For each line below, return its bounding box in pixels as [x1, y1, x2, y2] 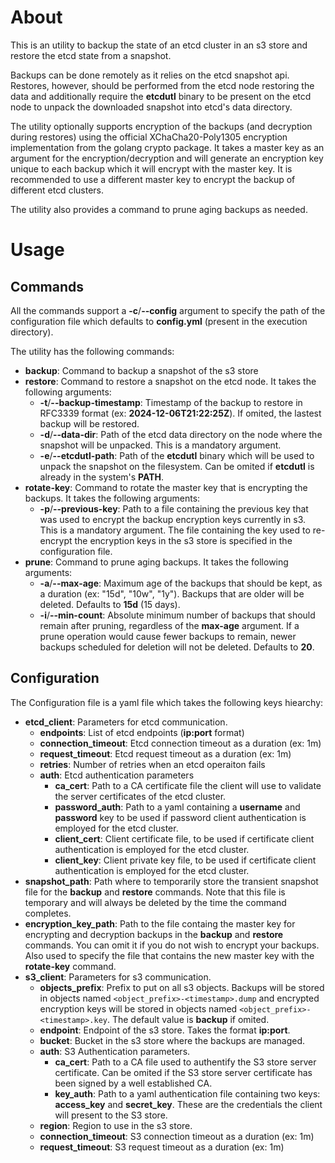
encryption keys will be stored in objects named [39, 1002, 238, 1015]
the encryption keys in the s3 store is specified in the [74, 534, 293, 546]
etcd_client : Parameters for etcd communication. [24, 716, 228, 728]
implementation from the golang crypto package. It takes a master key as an [10, 141, 325, 153]
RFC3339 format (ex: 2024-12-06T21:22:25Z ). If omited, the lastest [39, 407, 322, 419]
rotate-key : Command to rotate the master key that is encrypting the [24, 481, 308, 493]
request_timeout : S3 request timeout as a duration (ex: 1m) [39, 1141, 285, 1153]
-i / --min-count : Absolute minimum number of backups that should [39, 609, 316, 621]
